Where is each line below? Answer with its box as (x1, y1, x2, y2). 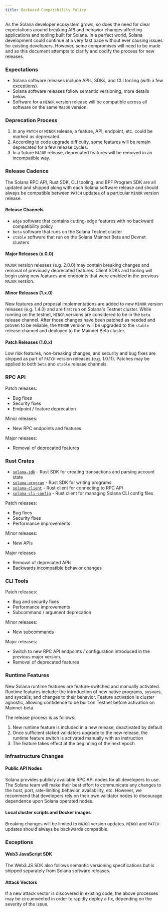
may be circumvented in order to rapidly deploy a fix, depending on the (5, 896, 152, 902)
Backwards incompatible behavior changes (12, 565, 102, 571)
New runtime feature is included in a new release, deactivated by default (12, 724, 162, 730)
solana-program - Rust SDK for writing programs (12, 479, 112, 485)
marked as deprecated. (12, 134, 61, 140)
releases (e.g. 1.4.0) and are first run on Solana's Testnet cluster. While (5, 306, 151, 313)
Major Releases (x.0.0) (5, 251, 54, 257)
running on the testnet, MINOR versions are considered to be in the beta (5, 312, 150, 318)
